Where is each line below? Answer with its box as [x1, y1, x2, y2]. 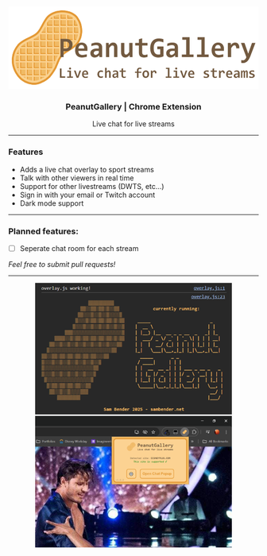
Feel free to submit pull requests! [8, 259, 116, 268]
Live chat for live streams [92, 119, 175, 129]
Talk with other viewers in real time [19, 173, 134, 183]
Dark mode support [19, 198, 84, 208]
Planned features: [8, 226, 79, 237]
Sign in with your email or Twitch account [19, 190, 156, 199]
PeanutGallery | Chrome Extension [65, 101, 202, 112]
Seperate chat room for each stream [19, 243, 139, 253]
